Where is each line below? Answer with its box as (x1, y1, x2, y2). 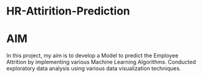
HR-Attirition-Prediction (6, 4, 130, 18)
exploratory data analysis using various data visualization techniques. (6, 65, 181, 72)
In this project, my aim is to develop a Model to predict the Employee (6, 52, 179, 59)
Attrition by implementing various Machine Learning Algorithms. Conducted (6, 59, 197, 66)
